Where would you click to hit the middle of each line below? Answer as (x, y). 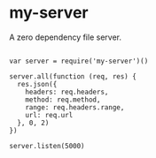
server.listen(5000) (47, 146)
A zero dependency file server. (66, 37)
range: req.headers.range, (75, 107)
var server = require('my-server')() (79, 61)
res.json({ (37, 84)
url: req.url (49, 115)
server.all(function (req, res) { (73, 76)
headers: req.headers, (67, 92)
